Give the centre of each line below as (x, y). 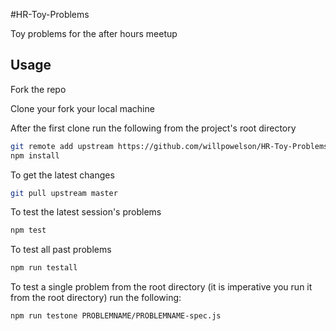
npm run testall (44, 268)
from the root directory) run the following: (96, 298)
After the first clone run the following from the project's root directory (153, 128)
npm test (28, 230)
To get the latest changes (62, 175)
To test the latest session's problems (86, 212)
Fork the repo (38, 89)
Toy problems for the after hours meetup (94, 33)
